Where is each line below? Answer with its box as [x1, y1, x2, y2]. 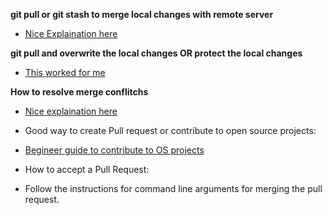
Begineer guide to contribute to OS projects [24, 144, 205, 156]
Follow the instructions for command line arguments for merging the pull [24, 183, 323, 194]
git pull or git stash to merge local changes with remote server [10, 9, 274, 20]
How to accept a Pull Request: [24, 164, 150, 175]
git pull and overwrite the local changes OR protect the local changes [10, 47, 303, 59]
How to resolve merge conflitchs [10, 86, 149, 98]
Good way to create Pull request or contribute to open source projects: [24, 125, 317, 136]
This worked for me [24, 67, 106, 78]
